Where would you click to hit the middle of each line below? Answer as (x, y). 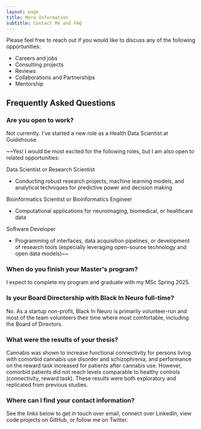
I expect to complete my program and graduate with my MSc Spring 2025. (98, 282)
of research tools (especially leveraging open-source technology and (100, 247)
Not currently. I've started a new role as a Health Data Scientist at (87, 133)
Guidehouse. (22, 140)
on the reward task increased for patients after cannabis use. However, (94, 365)
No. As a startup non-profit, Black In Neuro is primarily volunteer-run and (97, 311)
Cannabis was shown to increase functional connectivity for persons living (99, 352)
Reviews (25, 71)
